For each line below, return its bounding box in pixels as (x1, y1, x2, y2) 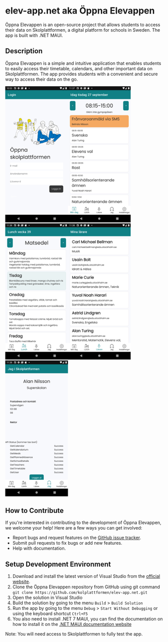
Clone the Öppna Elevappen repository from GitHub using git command (12, 584, 160, 590)
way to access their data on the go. (5, 76, 78, 82)
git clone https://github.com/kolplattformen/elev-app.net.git (12, 590, 148, 595)
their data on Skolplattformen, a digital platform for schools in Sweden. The (5, 27, 160, 33)
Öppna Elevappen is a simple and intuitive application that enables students (5, 60, 161, 66)
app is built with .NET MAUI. (5, 32, 63, 38)
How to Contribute (5, 506, 64, 515)
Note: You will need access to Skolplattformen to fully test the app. (5, 631, 143, 637)
